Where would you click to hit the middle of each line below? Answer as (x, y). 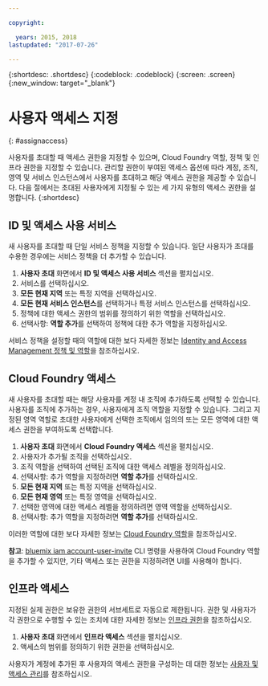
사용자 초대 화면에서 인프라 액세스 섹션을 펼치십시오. (101, 636)
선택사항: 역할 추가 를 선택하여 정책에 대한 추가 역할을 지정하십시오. (124, 324)
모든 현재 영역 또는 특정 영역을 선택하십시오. (88, 496)
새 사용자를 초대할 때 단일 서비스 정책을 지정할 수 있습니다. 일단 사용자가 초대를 (131, 247)
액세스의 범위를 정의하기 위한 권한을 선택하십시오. (97, 647)
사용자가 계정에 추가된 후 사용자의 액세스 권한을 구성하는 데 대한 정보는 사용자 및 (134, 664)
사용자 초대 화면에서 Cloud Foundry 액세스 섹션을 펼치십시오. (117, 446)
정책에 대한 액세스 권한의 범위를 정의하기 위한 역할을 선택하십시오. (123, 313)
